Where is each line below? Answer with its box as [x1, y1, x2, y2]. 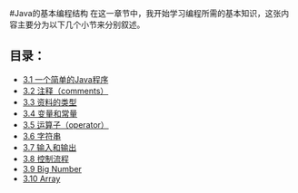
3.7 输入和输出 [22, 141, 77, 152]
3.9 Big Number [22, 163, 82, 174]
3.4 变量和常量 [22, 108, 78, 119]
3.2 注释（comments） [22, 85, 109, 96]
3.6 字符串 [22, 130, 62, 141]
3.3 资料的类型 [22, 96, 77, 107]
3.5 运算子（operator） [22, 119, 109, 130]
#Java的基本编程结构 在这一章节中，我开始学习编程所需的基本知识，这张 [9, 8, 282, 18]
